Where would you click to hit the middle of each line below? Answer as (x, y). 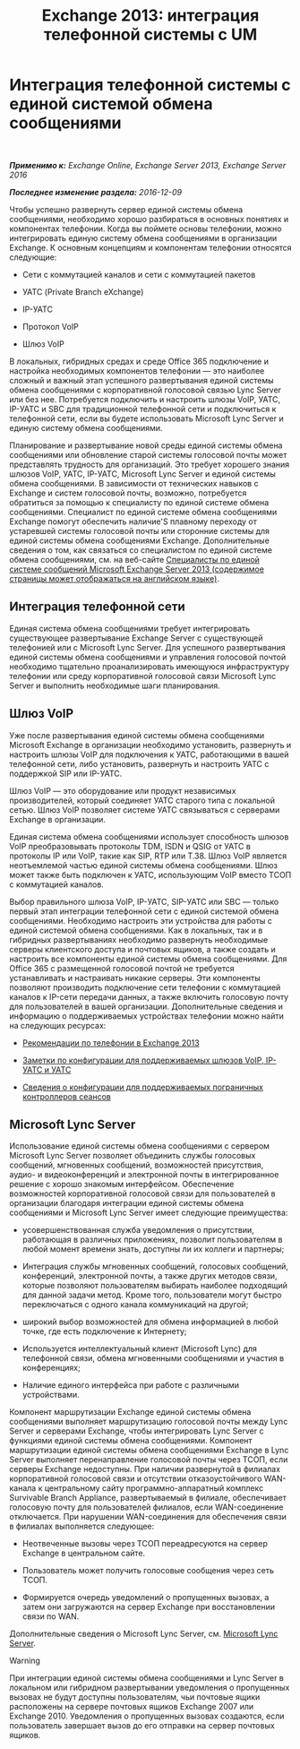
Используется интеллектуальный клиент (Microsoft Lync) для (140, 1348)
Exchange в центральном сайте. (84, 1553)
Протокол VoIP (50, 326)
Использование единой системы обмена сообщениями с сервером (140, 1146)
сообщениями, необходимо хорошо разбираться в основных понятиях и (149, 219)
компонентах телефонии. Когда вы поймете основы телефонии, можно (146, 228)
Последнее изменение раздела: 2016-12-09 (95, 192)
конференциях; (51, 1368)
